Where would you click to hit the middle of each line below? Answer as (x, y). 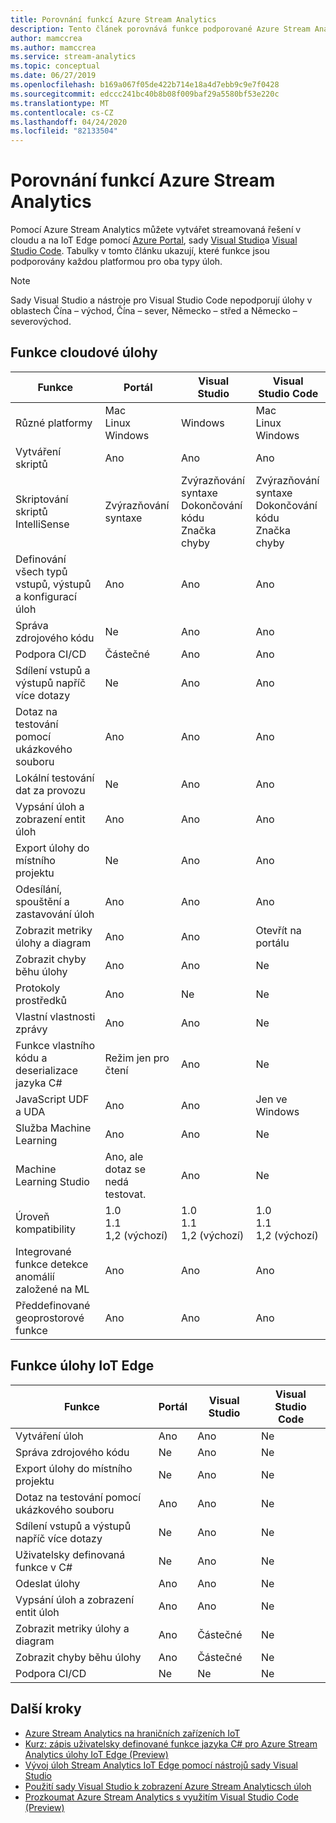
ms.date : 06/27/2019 (53, 76)
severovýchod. (41, 322)
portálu (272, 943)
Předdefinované (53, 1305)
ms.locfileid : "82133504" (64, 131)
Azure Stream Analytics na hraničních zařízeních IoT (132, 1733)
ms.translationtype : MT (60, 103)
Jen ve (271, 1099)
